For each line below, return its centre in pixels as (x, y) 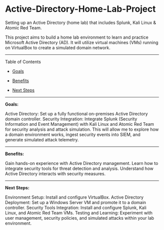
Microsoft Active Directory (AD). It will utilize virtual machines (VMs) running (82, 42)
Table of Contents (23, 62)
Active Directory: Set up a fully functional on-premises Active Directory (76, 114)
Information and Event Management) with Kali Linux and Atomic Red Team (80, 124)
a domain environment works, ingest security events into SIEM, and (73, 134)
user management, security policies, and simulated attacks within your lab (80, 218)
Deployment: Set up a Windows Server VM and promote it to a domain (76, 202)
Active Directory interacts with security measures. (55, 173)
